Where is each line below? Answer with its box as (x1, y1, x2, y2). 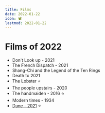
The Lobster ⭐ (12, 78, 41, 84)
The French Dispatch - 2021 (12, 62, 68, 68)
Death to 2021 (12, 73, 40, 79)
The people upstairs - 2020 (12, 85, 68, 91)
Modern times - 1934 (12, 98, 54, 103)
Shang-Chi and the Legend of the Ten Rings (12, 68, 101, 73)
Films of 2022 (5, 42, 62, 52)
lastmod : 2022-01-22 (5, 20, 47, 26)
